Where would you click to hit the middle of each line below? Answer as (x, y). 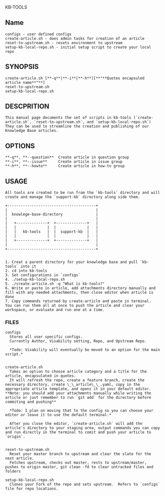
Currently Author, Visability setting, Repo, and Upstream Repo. (78, 341)
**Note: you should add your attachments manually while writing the (78, 393)
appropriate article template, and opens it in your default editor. (78, 389)
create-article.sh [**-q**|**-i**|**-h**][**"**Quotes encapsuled (75, 78)
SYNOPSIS (22, 67)
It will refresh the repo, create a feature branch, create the (77, 380)
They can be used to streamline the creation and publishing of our (77, 126)
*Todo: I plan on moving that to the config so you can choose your (82, 411)
